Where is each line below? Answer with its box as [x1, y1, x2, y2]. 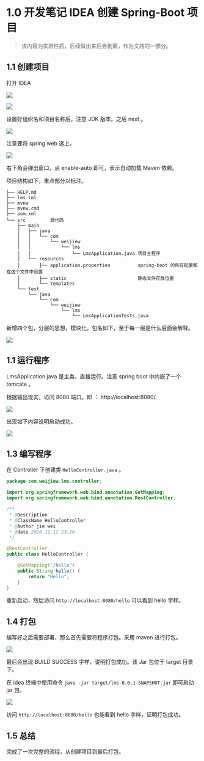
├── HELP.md [6, 189, 37, 196]
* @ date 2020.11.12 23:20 [9, 529, 75, 535]
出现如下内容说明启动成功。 [6, 417, 76, 425]
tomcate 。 [6, 380, 34, 388]
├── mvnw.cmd [6, 205, 40, 211]
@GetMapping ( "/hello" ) [17, 562, 75, 568]
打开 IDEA [6, 79, 31, 86]
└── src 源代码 [6, 217, 64, 223]
